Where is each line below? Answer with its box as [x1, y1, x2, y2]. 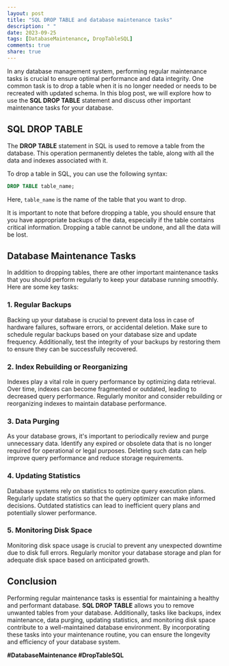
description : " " [7, 23, 57, 29]
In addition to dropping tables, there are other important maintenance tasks [7, 268, 219, 276]
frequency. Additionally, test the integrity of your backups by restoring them [7, 337, 221, 346]
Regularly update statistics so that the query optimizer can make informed [7, 494, 216, 502]
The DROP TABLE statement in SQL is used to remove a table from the [7, 141, 205, 150]
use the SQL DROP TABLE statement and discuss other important [7, 96, 191, 104]
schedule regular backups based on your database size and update [7, 330, 197, 338]
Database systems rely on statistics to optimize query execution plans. [7, 486, 206, 495]
